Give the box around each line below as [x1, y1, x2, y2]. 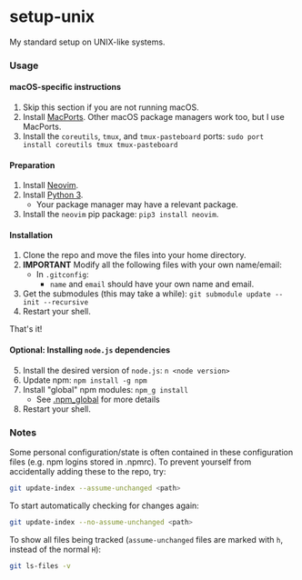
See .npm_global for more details [35, 394, 161, 405]
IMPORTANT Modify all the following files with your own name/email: [22, 259, 282, 270]
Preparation [9, 159, 55, 170]
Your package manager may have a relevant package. [35, 199, 238, 210]
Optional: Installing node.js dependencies [9, 345, 171, 355]
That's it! [9, 324, 43, 335]
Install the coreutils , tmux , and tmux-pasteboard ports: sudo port [22, 131, 265, 142]
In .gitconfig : [35, 269, 89, 280]
